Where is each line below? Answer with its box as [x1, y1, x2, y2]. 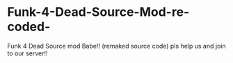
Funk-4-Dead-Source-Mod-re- [7, 4, 190, 20]
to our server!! [7, 49, 48, 57]
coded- [7, 19, 51, 35]
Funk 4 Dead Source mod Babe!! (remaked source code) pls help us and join [7, 42, 226, 50]
